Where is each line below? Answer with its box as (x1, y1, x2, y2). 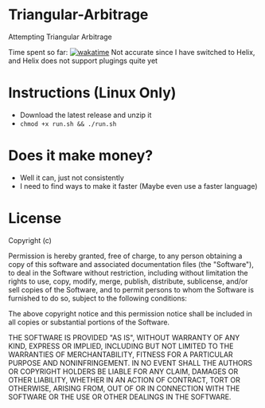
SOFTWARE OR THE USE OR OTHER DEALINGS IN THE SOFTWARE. (8, 392, 232, 402)
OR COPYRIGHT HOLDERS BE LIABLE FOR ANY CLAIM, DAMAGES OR (8, 367, 239, 376)
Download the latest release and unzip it (19, 110, 152, 120)
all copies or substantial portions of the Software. (8, 317, 170, 327)
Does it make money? (8, 147, 154, 165)
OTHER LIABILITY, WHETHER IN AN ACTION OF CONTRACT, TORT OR (8, 375, 240, 384)
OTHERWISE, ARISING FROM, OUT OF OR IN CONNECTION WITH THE (8, 383, 240, 393)
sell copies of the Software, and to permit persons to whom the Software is (8, 284, 255, 294)
